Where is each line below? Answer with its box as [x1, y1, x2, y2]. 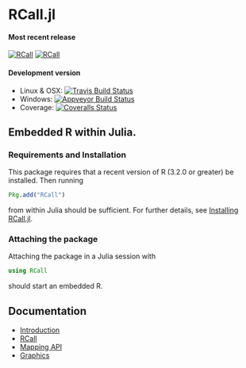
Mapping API [19, 343, 62, 352]
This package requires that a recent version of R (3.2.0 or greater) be [8, 167, 234, 177]
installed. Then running [8, 176, 84, 186]
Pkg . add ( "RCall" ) [8, 191, 66, 199]
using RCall [8, 267, 48, 275]
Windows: [19, 94, 53, 104]
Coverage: [19, 102, 54, 112]
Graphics [19, 351, 50, 360]
